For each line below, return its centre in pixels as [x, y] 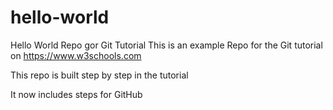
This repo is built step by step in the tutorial [99, 75]
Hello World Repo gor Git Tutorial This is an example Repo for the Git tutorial [166, 45]
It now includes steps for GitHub [76, 94]
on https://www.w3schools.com [76, 55]
